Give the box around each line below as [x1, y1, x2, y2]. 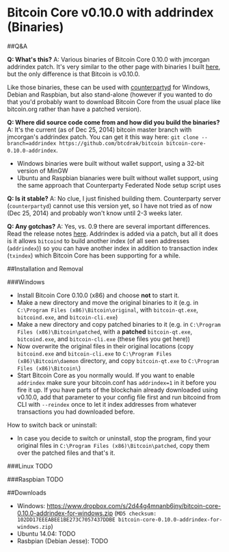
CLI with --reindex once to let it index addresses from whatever [16, 400, 197, 408]
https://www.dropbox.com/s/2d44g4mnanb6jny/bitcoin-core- [46, 501, 221, 510]
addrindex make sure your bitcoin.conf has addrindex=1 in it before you [16, 378, 217, 386]
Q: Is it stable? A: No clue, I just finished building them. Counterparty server [7, 194, 221, 203]
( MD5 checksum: [114, 509, 157, 517]
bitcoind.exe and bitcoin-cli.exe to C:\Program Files [16, 349, 172, 357]
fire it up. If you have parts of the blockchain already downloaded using [16, 386, 218, 394]
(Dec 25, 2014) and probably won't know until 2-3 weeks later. [7, 209, 183, 217]
